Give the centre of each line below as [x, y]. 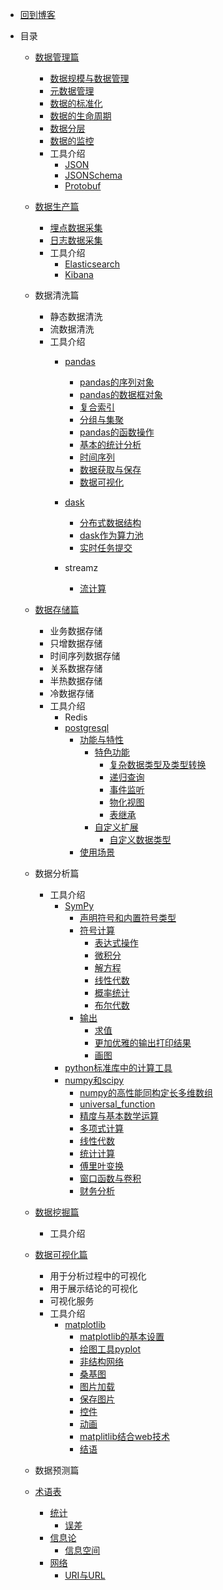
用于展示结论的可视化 [93, 1288]
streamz [81, 567]
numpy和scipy [94, 1080]
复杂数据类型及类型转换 [158, 764]
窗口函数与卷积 [110, 1178]
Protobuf [83, 186]
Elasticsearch [92, 264]
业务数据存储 [76, 631]
